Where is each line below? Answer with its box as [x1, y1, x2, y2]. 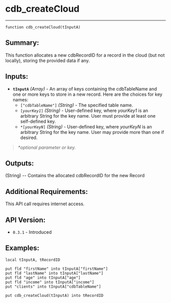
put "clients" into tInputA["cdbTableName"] [5, 284, 101, 289]
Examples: [5, 244, 40, 253]
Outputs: [5, 159, 34, 168]
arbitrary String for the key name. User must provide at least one [20, 113, 156, 119]
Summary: [5, 39, 39, 47]
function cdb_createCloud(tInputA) [5, 24, 81, 30]
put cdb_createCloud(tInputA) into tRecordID [5, 293, 103, 298]
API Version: [5, 215, 46, 224]
